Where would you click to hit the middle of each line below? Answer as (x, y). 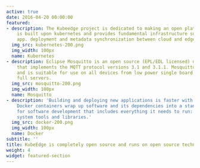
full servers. (34, 78)
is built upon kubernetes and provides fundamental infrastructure (102, 34)
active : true (22, 12)
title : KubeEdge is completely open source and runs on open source (93, 144)
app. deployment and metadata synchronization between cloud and (100, 39)
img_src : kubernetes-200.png (48, 45)
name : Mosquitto (32, 95)
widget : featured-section (38, 155)
